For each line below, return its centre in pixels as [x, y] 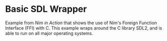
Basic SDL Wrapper [46, 9]
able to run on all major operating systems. [49, 33]
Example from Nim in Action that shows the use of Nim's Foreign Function [81, 23]
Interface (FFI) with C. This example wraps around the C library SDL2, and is [84, 28]
